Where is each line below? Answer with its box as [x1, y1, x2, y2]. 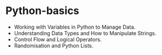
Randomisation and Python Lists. [14, 42, 93, 49]
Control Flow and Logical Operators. [14, 36, 102, 43]
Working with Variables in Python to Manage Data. [14, 23, 136, 30]
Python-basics [5, 4, 80, 18]
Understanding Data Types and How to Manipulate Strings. [14, 29, 157, 36]
